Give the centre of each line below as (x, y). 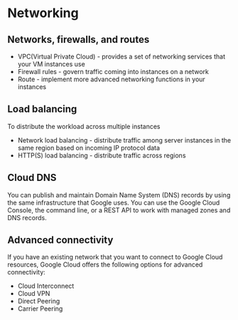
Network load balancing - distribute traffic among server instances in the (124, 140)
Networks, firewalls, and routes (79, 40)
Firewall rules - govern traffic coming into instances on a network (113, 72)
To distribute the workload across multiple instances (84, 126)
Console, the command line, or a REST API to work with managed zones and (119, 210)
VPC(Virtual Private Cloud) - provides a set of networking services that (121, 56)
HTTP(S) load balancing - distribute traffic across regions (102, 155)
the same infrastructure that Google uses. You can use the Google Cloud (114, 202)
